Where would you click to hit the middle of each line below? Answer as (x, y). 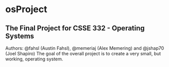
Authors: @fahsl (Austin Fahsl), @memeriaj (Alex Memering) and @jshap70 (85, 48)
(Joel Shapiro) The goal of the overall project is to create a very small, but (83, 54)
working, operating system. (34, 59)
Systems (20, 36)
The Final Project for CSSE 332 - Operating (75, 28)
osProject (26, 9)
